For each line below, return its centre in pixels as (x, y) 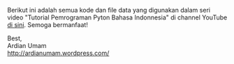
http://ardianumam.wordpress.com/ (58, 53)
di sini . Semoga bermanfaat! (48, 25)
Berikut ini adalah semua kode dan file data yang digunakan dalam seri (109, 10)
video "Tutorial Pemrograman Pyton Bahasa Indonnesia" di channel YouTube (117, 17)
